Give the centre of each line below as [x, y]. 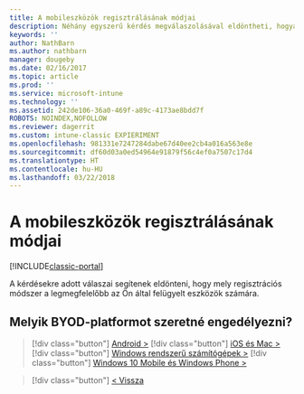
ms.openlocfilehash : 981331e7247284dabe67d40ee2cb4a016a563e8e [131, 144]
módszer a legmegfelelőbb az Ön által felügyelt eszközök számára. [134, 294]
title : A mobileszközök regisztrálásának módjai [103, 18]
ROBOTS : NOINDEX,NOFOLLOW [58, 118]
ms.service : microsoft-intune [66, 93]
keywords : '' [34, 34]
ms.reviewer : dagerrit [52, 127]
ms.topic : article [44, 77]
